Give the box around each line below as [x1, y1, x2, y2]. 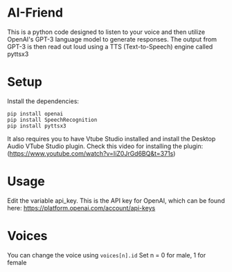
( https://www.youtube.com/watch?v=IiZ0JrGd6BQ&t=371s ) [7, 149, 176, 157]
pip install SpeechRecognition [7, 116, 98, 123]
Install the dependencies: [7, 97, 80, 105]
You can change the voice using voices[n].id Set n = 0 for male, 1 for [7, 251, 206, 259]
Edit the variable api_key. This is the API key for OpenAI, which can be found [7, 196, 225, 205]
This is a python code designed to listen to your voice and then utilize [7, 28, 206, 36]
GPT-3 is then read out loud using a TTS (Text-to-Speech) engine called [7, 42, 213, 51]
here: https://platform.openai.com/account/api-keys [7, 203, 156, 212]
